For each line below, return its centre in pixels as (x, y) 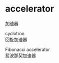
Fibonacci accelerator (27, 49)
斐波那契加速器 (20, 55)
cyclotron (15, 33)
